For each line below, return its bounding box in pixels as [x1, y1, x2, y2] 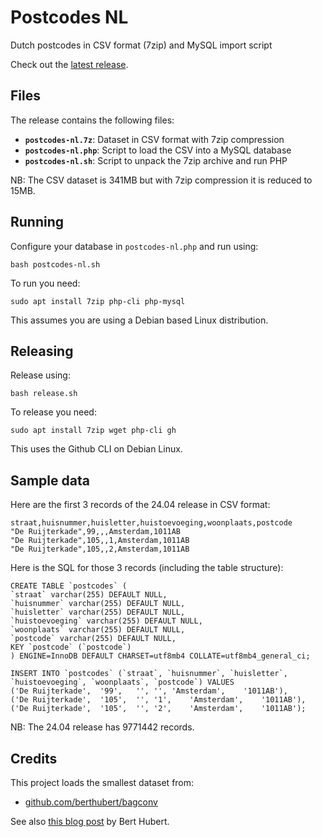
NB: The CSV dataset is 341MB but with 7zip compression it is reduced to [10, 174, 313, 186]
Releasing [10, 342, 74, 360]
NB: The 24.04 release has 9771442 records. [10, 721, 195, 733]
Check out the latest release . [10, 58, 129, 70]
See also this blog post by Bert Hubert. [10, 816, 170, 827]
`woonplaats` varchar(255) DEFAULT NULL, [10, 625, 186, 635]
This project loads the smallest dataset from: [10, 777, 195, 788]
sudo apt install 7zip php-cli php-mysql [10, 296, 186, 306]
